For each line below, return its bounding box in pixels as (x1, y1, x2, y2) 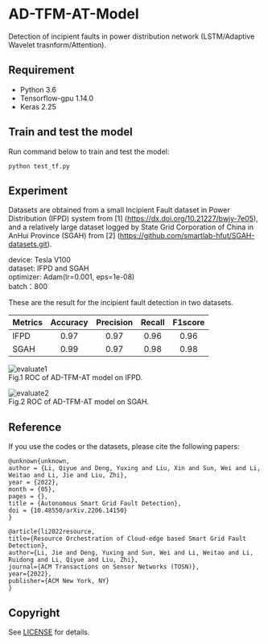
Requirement (8, 64, 75, 77)
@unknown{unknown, (8, 457, 70, 465)
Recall (140, 317, 165, 328)
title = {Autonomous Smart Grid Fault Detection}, (8, 500, 182, 508)
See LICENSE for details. (8, 627, 90, 637)
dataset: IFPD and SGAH (8, 263, 89, 274)
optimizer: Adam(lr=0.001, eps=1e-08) (8, 272, 135, 282)
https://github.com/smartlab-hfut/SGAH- (119, 231, 255, 241)
